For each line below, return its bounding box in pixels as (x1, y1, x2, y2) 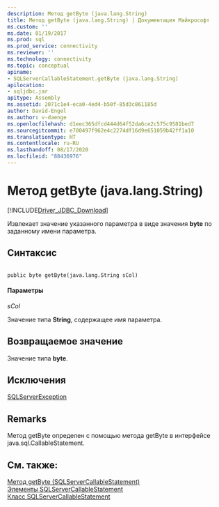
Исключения (7, 374, 66, 386)
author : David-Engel (7, 107, 67, 114)
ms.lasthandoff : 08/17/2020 (7, 146, 89, 153)
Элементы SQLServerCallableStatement (7, 485, 124, 494)
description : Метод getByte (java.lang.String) (7, 10, 148, 17)
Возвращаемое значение (7, 335, 124, 347)
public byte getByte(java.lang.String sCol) (7, 271, 138, 279)
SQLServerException (7, 393, 67, 401)
